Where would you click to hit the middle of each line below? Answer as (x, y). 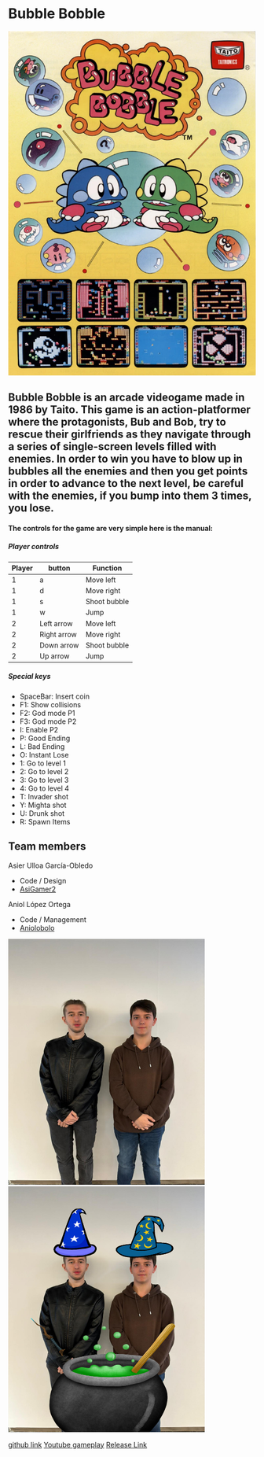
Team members (47, 847)
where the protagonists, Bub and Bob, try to (117, 422)
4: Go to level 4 (44, 788)
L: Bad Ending (42, 746)
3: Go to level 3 (44, 780)
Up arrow (54, 656)
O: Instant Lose (44, 754)
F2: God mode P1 (47, 713)
